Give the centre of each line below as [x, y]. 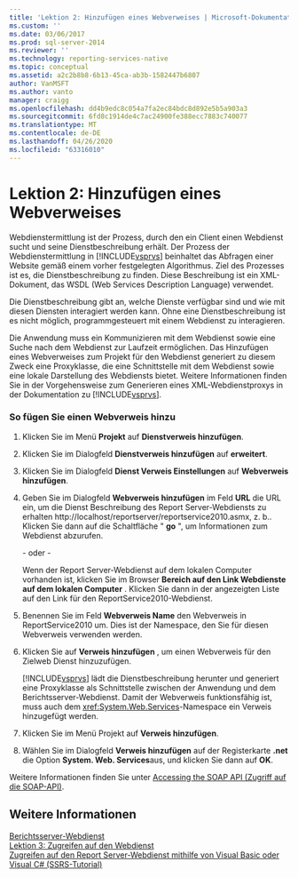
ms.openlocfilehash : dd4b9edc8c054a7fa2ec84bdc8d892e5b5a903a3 [129, 108]
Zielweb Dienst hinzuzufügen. [76, 661]
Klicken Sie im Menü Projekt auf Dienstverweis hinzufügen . [133, 436]
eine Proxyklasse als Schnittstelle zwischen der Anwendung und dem [149, 687]
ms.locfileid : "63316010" [57, 149]
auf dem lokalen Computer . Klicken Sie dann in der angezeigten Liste [151, 588]
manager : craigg [39, 100]
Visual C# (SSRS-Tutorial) [56, 864]
